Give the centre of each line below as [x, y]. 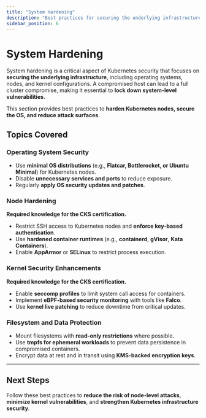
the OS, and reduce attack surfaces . [53, 115]
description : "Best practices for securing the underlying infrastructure [104, 18]
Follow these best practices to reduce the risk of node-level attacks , [94, 395]
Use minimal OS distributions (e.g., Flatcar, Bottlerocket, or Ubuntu [102, 165]
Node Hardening [31, 201]
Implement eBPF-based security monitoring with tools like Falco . [98, 300]
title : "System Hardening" [41, 12]
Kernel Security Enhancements [54, 268]
